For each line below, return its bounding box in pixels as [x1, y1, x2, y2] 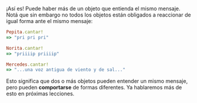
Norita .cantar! [6, 45, 44, 51]
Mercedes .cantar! [6, 62, 49, 67]
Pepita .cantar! [6, 29, 44, 35]
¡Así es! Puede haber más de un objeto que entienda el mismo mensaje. [6, 5, 180, 12]
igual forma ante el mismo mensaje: [6, 18, 93, 24]
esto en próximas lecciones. [6, 90, 75, 97]
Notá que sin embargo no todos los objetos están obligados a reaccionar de [6, 11, 191, 18]
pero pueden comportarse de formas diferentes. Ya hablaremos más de [6, 84, 182, 91]
